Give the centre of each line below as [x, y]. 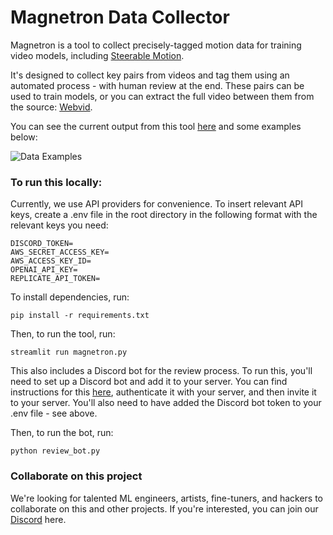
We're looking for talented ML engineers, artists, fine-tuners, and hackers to [167, 498]
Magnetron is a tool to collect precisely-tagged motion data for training [156, 45]
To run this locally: [56, 182]
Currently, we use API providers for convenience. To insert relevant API [157, 204]
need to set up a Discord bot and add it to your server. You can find [149, 382]
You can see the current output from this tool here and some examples [156, 126]
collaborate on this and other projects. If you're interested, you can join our [164, 508]
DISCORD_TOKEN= [42, 244]
